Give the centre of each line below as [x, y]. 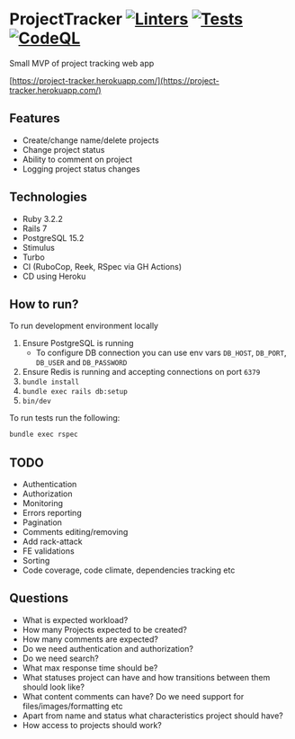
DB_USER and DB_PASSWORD [81, 362]
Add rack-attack [52, 542]
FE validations [48, 551]
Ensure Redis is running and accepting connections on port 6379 [141, 372]
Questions [39, 598]
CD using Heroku [54, 276]
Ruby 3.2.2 [42, 218]
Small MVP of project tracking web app [82, 63]
